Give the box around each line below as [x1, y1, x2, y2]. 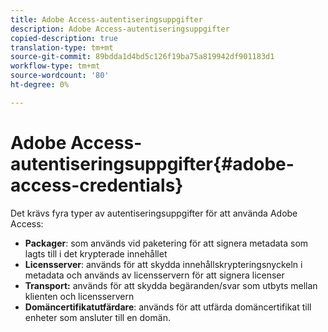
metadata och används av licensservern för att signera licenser [24, 269, 285, 281]
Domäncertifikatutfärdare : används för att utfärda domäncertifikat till [24, 301, 312, 313]
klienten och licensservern [24, 290, 135, 302]
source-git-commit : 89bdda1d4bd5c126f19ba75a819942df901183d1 [10, 52, 275, 62]
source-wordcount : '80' [10, 71, 110, 81]
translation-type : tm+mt [10, 42, 114, 53]
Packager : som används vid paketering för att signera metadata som [24, 237, 309, 249]
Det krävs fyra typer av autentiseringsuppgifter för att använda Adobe [10, 207, 298, 219]
